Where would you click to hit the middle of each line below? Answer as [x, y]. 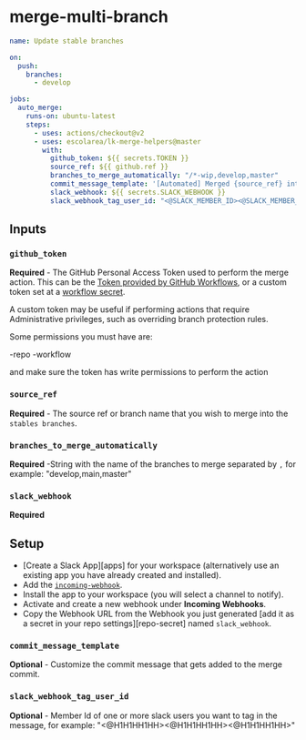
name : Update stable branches [67, 41]
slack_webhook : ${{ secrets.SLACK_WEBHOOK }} [138, 192]
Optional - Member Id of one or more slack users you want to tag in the [143, 715]
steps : [38, 125]
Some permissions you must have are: [81, 337]
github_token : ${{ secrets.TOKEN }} [119, 158]
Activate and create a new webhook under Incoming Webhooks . [144, 604]
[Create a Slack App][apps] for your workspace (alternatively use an [151, 565]
